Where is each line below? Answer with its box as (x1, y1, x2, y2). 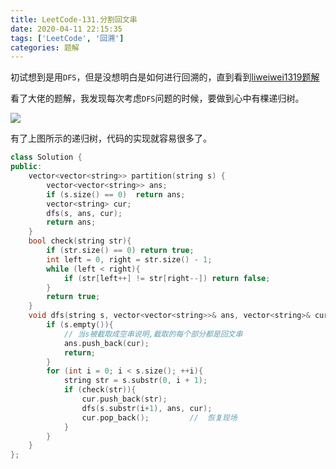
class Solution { (10, 152, 83, 163)
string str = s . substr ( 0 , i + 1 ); (63, 376, 208, 386)
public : (10, 162, 43, 172)
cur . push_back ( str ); (81, 394, 168, 404)
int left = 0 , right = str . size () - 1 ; (46, 254, 213, 265)
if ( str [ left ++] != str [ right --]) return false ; (63, 273, 271, 283)
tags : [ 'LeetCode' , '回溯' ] (10, 33, 125, 43)
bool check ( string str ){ (28, 236, 132, 246)
